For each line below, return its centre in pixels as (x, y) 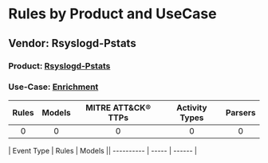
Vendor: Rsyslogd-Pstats (73, 43)
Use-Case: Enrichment (53, 87)
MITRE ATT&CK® (118, 107)
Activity (192, 107)
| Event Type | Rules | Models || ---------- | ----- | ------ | (103, 150)
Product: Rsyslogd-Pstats (59, 66)
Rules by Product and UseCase (112, 14)
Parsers (241, 112)
